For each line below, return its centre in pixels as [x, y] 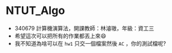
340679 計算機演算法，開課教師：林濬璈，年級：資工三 [84, 28]
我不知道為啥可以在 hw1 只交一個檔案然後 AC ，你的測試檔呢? [90, 43]
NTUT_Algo [36, 11]
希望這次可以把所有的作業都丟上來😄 [60, 36]
